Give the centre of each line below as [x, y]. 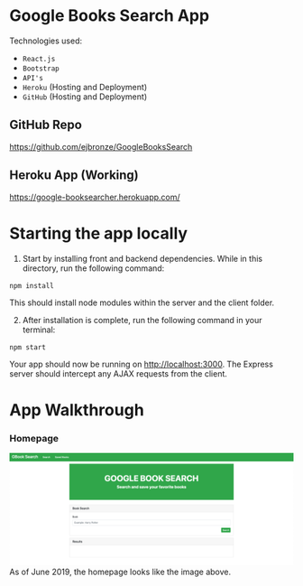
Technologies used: [46, 41]
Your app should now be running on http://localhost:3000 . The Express [141, 364]
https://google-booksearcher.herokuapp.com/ [95, 197]
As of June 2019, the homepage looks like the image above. [120, 572]
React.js [39, 59]
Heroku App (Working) [74, 176]
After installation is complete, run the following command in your [142, 320]
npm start [28, 347]
